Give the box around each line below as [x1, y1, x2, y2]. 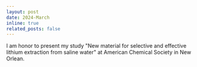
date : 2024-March [6, 14, 50, 21]
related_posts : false [6, 25, 61, 32]
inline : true [6, 20, 39, 26]
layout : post [6, 8, 39, 15]
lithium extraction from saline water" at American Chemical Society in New [6, 49, 192, 56]
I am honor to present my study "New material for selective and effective [6, 42, 187, 49]
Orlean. [6, 55, 25, 62]
